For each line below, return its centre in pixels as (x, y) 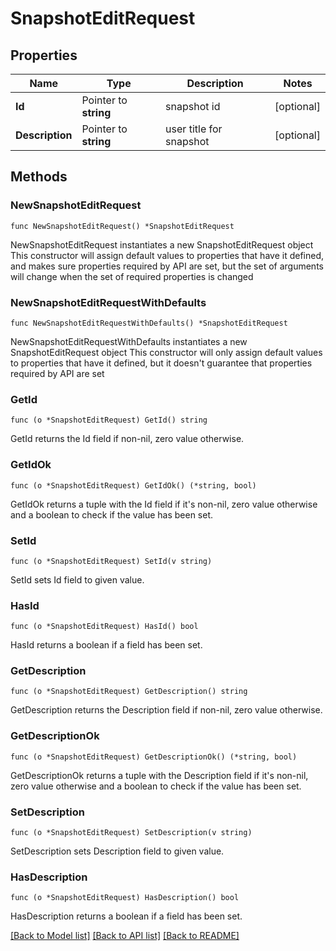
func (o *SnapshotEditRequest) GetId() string (109, 420)
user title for (194, 129)
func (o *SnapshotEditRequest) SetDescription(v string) (131, 833)
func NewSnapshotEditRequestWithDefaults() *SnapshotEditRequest (149, 323)
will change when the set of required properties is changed (132, 276)
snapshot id (193, 106)
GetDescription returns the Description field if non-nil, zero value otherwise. (166, 710)
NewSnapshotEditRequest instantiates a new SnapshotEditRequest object (162, 244)
